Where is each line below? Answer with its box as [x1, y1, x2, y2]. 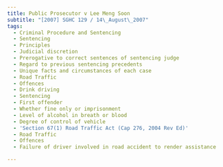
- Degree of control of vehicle [13, 118, 106, 125]
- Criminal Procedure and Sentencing [13, 29, 121, 36]
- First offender [13, 99, 63, 106]
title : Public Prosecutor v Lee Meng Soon [7, 10, 130, 17]
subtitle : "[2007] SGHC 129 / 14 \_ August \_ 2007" [7, 16, 149, 23]
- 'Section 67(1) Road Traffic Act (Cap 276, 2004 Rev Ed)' [13, 125, 189, 131]
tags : [7, 23, 23, 29]
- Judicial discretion [13, 49, 78, 55]
